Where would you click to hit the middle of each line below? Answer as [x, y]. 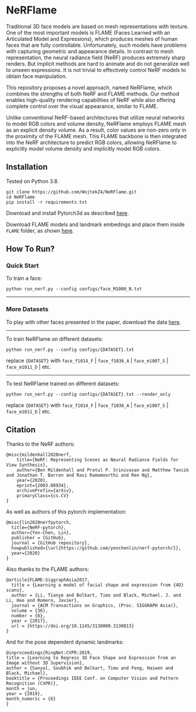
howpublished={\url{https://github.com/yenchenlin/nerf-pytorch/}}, [96, 548]
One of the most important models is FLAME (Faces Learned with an [88, 32]
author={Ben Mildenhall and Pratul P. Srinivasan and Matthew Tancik [103, 470]
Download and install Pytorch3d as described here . [68, 213]
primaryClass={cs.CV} [43, 495]
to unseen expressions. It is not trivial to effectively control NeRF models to [96, 70]
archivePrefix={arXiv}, [45, 490]
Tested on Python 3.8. [33, 181]
